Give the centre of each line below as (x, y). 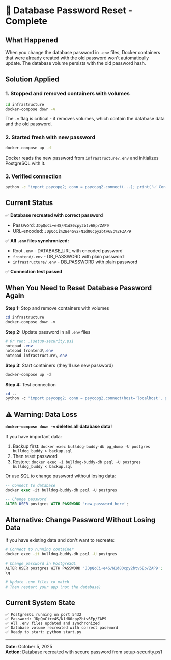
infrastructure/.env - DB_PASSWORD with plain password (75, 262)
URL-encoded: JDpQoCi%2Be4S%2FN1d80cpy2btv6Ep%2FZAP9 (72, 231)
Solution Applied (32, 79)
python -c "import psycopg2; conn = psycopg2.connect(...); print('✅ (81, 187)
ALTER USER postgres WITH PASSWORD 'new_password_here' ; (67, 504)
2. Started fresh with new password (50, 137)
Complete (26, 21)
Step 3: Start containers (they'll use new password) (59, 365)
